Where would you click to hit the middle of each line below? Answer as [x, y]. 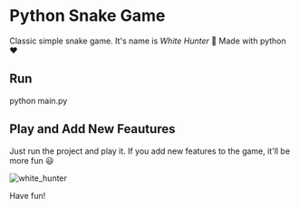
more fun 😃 [32, 160]
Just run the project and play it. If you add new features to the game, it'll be [150, 151]
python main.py [39, 100]
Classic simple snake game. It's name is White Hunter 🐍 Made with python [148, 41]
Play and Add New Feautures [92, 129]
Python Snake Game [87, 16]
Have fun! [28, 195]
